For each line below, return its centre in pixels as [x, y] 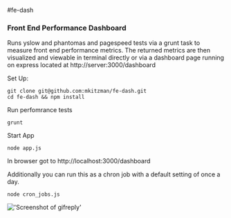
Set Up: [18, 78]
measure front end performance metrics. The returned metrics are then [109, 51]
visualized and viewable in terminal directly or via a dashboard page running [116, 57]
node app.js [24, 148]
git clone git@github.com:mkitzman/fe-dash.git [77, 91]
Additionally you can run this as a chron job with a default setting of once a [114, 174]
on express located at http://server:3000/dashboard [81, 65]
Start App [21, 136]
